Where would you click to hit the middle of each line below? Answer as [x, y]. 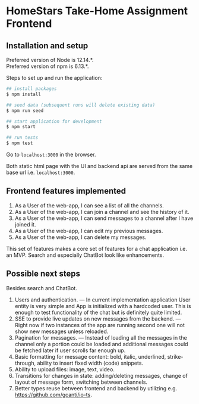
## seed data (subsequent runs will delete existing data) [81, 105]
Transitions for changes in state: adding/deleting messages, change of [101, 375]
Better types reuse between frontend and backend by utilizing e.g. [96, 388]
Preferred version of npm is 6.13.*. [48, 66]
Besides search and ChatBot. [42, 288]
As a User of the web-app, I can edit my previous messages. [89, 231]
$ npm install [24, 94]
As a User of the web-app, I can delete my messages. [80, 237]
